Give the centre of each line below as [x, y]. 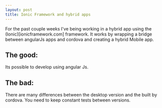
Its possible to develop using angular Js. [47, 67]
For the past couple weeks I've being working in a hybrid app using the [78, 28]
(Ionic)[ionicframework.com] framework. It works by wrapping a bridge [78, 34]
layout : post [19, 10]
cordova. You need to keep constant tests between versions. [68, 100]
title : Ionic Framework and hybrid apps [48, 14]
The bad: [20, 83]
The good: [22, 55]
